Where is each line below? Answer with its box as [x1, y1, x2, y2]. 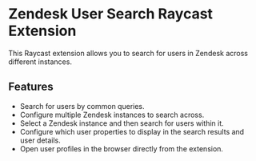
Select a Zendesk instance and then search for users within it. [19, 118, 224, 128]
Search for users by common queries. [19, 101, 146, 111]
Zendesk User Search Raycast [8, 5, 214, 23]
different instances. [8, 57, 72, 66]
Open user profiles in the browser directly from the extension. [19, 143, 224, 153]
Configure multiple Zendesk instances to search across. [19, 110, 205, 119]
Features [8, 80, 54, 94]
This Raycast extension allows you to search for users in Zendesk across [8, 48, 248, 58]
